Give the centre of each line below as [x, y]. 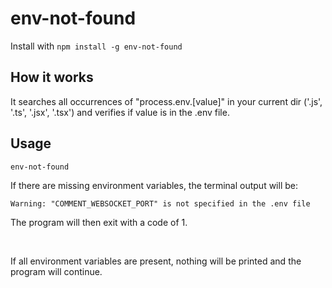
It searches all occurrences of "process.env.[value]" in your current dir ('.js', [166, 101]
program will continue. [56, 271]
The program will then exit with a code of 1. [99, 222]
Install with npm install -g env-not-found [96, 46]
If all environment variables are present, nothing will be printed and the [156, 261]
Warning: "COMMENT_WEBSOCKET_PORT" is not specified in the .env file [160, 203]
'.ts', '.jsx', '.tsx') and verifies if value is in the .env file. [120, 112]
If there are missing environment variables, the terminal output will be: [154, 185]
